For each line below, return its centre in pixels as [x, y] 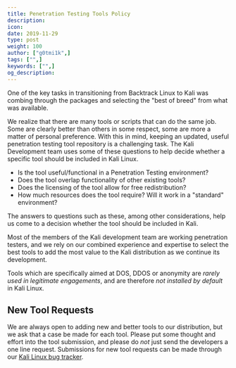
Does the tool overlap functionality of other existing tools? [101, 179]
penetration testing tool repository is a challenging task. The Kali [101, 144]
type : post [23, 40]
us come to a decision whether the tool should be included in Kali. [103, 223]
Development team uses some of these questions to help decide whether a [116, 151]
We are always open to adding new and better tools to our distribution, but [115, 327]
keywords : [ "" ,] [31, 66]
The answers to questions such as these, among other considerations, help [117, 216]
